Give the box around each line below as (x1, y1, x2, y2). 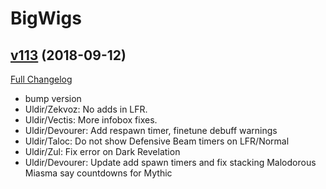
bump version (24, 93, 82, 104)
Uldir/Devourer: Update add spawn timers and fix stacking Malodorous (24, 157, 317, 168)
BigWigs (10, 7, 82, 30)
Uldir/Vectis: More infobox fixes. (24, 114, 158, 126)
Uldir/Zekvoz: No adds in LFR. (24, 103, 148, 115)
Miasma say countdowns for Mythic (24, 167, 173, 179)
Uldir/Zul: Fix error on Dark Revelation (24, 146, 181, 157)
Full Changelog (10, 73, 73, 85)
